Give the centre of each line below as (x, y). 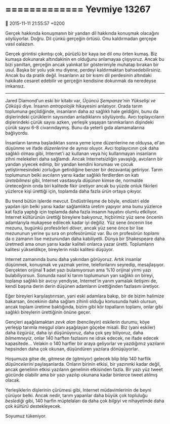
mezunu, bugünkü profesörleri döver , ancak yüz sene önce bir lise (74, 228)
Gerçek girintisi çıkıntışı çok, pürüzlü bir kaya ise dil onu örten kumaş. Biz (81, 54)
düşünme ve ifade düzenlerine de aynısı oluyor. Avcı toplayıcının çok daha (82, 148)
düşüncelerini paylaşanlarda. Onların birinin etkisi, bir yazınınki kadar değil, (83, 364)
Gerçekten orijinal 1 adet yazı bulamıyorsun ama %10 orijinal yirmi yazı (78, 270)
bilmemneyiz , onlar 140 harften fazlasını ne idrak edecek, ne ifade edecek (82, 338)
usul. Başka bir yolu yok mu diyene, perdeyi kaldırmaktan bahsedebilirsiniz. (83, 70)
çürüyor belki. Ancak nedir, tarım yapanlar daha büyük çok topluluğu (76, 395)
